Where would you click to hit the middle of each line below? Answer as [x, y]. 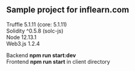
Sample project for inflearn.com [68, 10]
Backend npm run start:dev [41, 55]
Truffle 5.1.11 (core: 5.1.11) [37, 24]
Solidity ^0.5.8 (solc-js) [35, 31]
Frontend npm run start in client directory [58, 61]
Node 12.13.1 [21, 37]
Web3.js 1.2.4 [23, 43]
